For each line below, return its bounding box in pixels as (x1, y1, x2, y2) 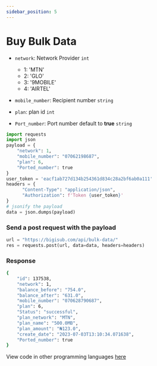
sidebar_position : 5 (6, 8, 58, 15)
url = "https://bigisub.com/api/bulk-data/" (6, 237, 118, 243)
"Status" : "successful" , (17, 309, 78, 315)
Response (6, 257, 36, 265)
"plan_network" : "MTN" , (17, 315, 76, 321)
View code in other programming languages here (6, 353, 127, 361)
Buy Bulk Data (6, 34, 77, 48)
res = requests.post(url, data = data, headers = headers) (6, 242, 145, 248)
